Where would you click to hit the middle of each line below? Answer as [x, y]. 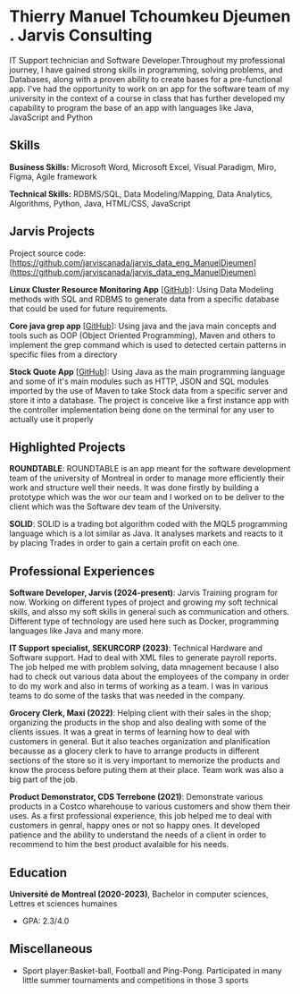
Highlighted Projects [68, 447]
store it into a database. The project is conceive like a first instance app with [150, 400]
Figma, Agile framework [53, 176]
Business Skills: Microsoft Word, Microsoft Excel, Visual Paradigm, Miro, [143, 166]
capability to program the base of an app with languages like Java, [132, 107]
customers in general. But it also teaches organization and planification [140, 742]
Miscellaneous [51, 949]
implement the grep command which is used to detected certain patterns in [148, 344]
